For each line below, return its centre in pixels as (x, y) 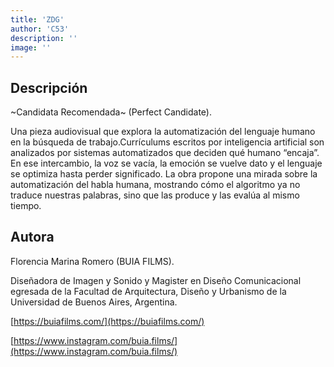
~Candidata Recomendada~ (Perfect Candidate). (111, 112)
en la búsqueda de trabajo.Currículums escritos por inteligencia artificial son (167, 142)
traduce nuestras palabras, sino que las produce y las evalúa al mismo (155, 195)
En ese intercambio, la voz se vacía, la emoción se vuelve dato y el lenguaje (166, 163)
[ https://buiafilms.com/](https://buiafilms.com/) (107, 321)
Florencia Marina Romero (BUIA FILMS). (92, 261)
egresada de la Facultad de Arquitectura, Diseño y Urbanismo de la (148, 291)
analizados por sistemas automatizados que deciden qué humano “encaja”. (165, 153)
